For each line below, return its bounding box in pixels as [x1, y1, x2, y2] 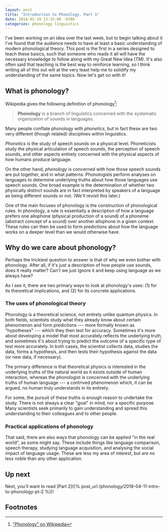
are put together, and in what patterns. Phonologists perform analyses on [5, 171, 156, 177]
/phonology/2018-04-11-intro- [98, 483, 160, 489]
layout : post [5, 7, 32, 12]
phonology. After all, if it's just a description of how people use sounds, [5, 262, 152, 268]
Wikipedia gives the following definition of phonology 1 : [5, 100, 117, 106]
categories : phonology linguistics [5, 21, 79, 26]
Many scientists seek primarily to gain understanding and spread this [5, 405, 147, 411]
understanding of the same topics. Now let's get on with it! [5, 72, 126, 78]
